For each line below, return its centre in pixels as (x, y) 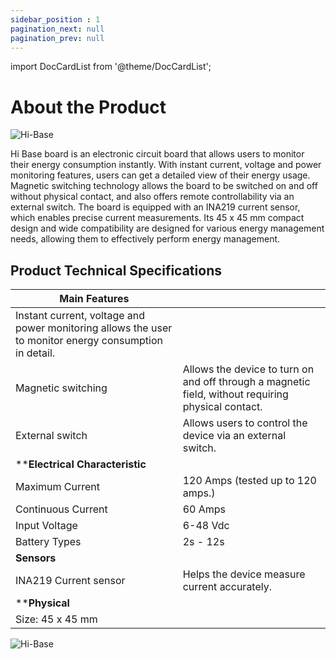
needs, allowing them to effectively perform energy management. (145, 239)
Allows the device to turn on (248, 369)
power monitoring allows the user (94, 328)
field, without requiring (235, 394)
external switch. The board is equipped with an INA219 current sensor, (155, 207)
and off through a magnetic (246, 382)
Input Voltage (46, 526)
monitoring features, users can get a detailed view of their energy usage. (160, 175)
